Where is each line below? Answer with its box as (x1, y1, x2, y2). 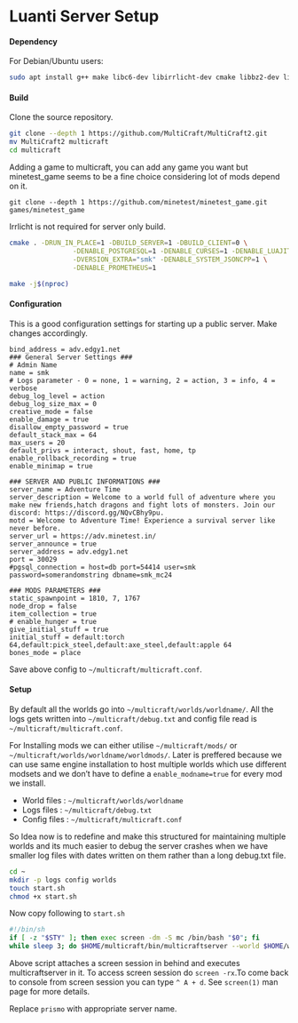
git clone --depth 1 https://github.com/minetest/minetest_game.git (9, 198, 268, 207)
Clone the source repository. (9, 112, 114, 123)
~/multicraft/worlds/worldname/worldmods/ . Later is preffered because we (9, 749, 282, 760)
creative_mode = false (9, 407, 93, 416)
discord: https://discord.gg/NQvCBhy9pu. (9, 508, 165, 517)
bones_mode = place (9, 648, 82, 657)
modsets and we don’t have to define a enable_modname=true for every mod (9, 768, 283, 779)
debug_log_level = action (9, 391, 105, 401)
